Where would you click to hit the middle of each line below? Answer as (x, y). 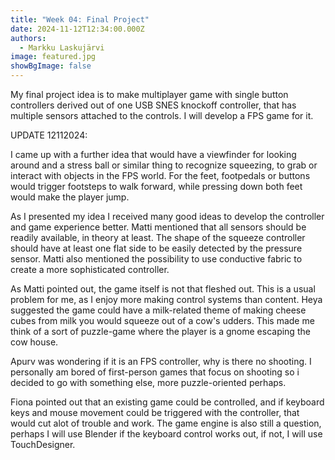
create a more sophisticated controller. (90, 269)
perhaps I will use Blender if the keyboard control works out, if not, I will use (166, 434)
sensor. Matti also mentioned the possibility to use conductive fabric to (156, 259)
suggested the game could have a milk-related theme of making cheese (158, 310)
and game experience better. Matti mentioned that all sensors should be (158, 227)
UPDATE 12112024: (49, 135)
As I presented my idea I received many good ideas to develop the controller (167, 216)
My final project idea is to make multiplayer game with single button (149, 94)
